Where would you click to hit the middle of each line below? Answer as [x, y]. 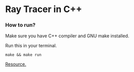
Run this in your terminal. [31, 46]
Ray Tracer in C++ [44, 9]
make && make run [23, 55]
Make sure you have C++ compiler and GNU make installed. [67, 36]
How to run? [20, 25]
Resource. [16, 64]
